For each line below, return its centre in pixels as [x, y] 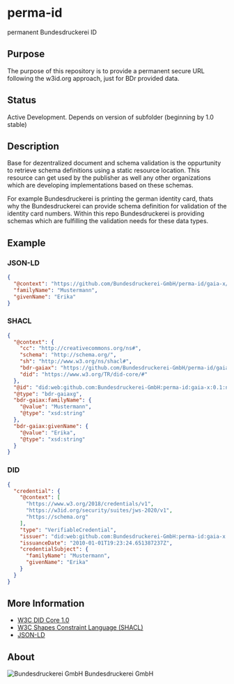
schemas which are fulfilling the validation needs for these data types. [108, 221]
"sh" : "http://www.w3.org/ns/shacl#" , [76, 362]
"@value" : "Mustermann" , [56, 407]
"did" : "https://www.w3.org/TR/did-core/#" [84, 374]
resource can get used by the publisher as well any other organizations [109, 178]
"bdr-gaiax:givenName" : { [51, 426]
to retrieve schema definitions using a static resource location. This [104, 170]
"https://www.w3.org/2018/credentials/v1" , [90, 504]
